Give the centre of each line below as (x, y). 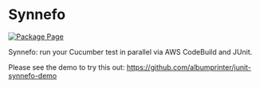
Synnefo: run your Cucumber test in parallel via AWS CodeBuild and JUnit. (130, 52)
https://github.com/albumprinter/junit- (189, 67)
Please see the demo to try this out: (67, 67)
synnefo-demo (33, 75)
